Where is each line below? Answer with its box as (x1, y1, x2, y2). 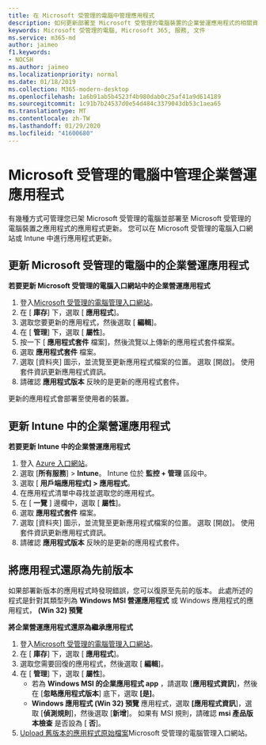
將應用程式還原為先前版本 (8, 563, 133, 576)
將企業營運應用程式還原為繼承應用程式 (8, 622, 133, 632)
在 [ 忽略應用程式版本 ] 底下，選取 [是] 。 (31, 689, 160, 697)
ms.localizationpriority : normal (8, 70, 119, 78)
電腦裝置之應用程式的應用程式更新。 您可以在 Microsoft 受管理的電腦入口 (8, 223, 247, 233)
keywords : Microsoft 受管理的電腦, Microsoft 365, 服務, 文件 (8, 26, 206, 34)
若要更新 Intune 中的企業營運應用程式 (8, 442, 131, 451)
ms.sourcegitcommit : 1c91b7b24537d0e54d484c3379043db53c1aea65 (8, 100, 222, 108)
